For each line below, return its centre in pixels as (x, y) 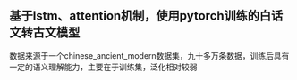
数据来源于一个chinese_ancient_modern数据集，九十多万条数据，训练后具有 (149, 55)
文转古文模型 (45, 32)
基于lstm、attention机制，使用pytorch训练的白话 (146, 16)
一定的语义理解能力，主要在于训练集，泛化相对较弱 (103, 67)
